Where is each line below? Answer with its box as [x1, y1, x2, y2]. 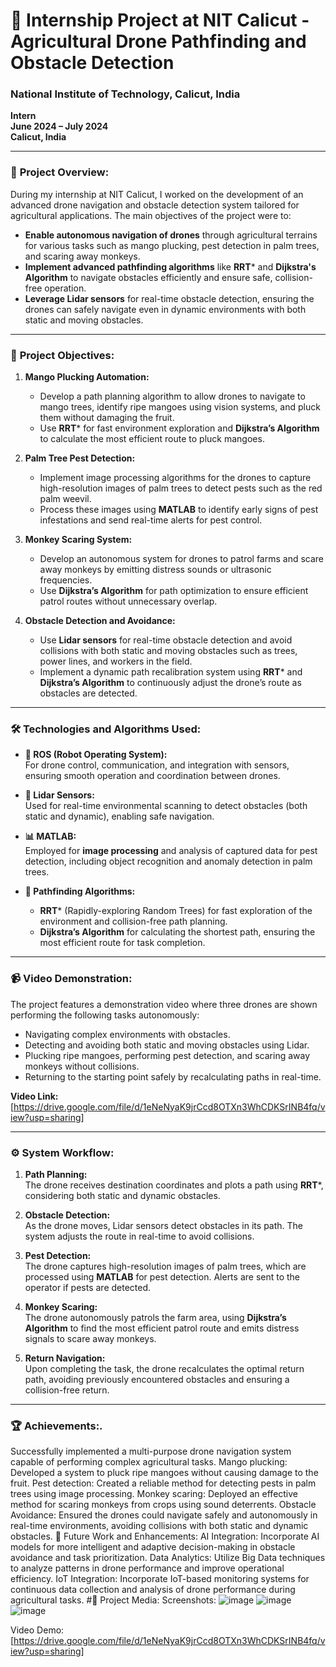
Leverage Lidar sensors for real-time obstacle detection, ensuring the [24, 292, 315, 304]
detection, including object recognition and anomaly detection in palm [24, 855, 313, 868]
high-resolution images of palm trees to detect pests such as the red [39, 482, 323, 494]
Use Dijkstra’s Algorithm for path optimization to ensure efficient [39, 585, 309, 597]
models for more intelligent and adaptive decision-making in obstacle [10, 1541, 296, 1553]
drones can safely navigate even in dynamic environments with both [24, 303, 307, 315]
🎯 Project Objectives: [10, 348, 115, 362]
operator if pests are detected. [24, 1281, 152, 1293]
